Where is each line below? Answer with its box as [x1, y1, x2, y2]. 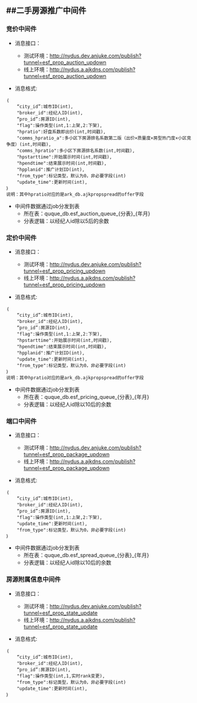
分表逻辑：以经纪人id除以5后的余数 [23, 217, 109, 224]
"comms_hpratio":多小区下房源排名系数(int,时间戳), [17, 148, 135, 154]
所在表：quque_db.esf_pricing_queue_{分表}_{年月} [23, 393, 150, 400]
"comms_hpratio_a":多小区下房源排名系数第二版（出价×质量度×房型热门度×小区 [17, 135, 188, 141]
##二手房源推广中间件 [6, 5, 87, 16]
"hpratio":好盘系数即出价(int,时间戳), [17, 129, 106, 135]
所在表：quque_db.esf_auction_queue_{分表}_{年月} [23, 210, 151, 217]
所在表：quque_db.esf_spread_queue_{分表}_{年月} [23, 552, 150, 559]
